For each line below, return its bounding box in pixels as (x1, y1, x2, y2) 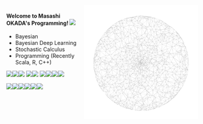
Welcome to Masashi (6, 12, 61, 19)
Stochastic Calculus (15, 46, 65, 53)
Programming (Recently (15, 52, 75, 60)
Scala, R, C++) (15, 59, 52, 66)
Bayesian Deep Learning (15, 40, 77, 47)
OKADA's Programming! (6, 19, 69, 27)
